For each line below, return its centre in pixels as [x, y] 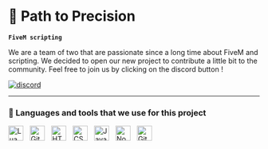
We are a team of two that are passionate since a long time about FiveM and [133, 52]
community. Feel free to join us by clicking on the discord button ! [116, 69]
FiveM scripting [35, 37]
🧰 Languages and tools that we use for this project [107, 112]
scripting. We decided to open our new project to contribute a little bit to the [133, 61]
